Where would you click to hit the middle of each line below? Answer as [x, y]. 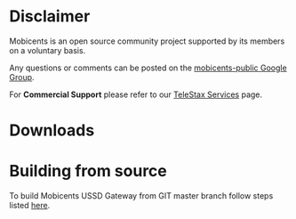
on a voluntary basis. [48, 50]
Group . [22, 77]
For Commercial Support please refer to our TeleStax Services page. [136, 94]
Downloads [52, 130]
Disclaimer [50, 16]
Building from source [88, 171]
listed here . [30, 206]
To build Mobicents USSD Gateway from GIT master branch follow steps [141, 196]
